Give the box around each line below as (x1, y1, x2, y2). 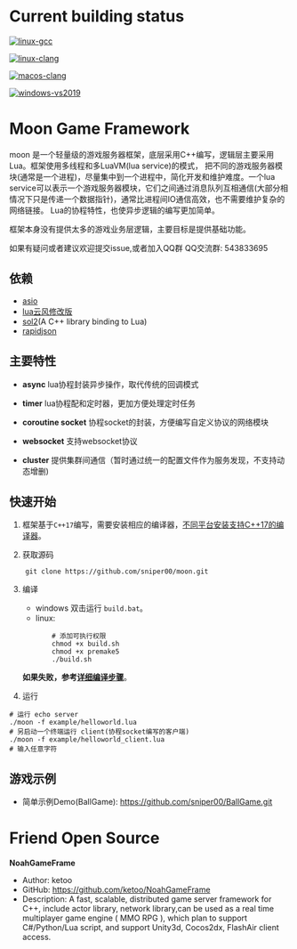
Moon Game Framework (9, 118, 190, 139)
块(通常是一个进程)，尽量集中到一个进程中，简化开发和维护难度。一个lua (9, 171, 276, 182)
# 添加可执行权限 (52, 632, 107, 641)
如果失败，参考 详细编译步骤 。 (21, 672, 132, 683)
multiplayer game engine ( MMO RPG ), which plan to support (21, 912, 247, 923)
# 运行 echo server (9, 710, 79, 719)
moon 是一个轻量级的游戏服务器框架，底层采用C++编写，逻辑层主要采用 (9, 149, 275, 159)
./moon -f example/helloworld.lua (9, 718, 138, 727)
